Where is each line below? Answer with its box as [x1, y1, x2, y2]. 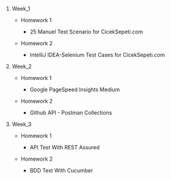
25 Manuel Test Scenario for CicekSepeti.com [29, 28, 143, 35]
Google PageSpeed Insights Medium [29, 86, 120, 93]
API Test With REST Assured [29, 144, 100, 151]
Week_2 [11, 63, 32, 70]
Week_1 [11, 5, 30, 12]
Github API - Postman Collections [29, 109, 112, 116]
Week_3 [11, 121, 32, 128]
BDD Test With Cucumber [29, 167, 93, 174]
